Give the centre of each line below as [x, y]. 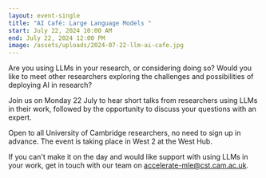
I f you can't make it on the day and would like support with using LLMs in [129, 157]
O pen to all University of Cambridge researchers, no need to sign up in [125, 133]
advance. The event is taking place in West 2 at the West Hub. [111, 141]
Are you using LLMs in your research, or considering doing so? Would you [130, 68]
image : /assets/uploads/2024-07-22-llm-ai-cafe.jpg [96, 45]
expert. [20, 117]
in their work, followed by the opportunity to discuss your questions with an [133, 109]
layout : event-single [44, 16]
